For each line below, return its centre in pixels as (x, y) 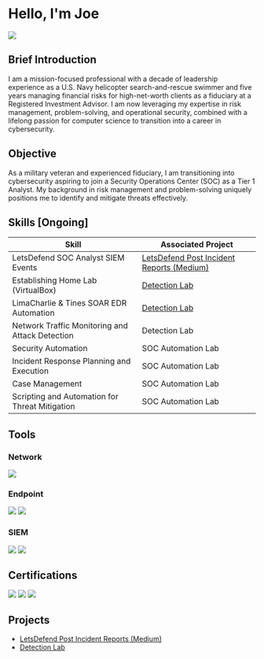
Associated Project (197, 245)
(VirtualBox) (34, 291)
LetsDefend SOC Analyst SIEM (68, 258)
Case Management (47, 384)
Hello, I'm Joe (54, 14)
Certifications (43, 576)
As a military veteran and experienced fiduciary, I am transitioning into (121, 172)
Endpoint (26, 494)
